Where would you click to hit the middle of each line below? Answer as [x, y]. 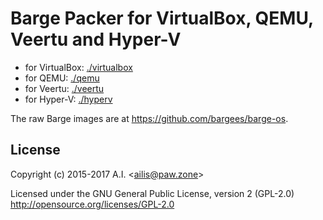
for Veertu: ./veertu [64, 88]
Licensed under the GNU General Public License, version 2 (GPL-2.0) [152, 193]
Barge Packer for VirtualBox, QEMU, [162, 18]
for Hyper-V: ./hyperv [68, 99]
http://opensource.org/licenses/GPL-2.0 [92, 204]
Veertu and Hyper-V [96, 39]
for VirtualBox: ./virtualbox [78, 67]
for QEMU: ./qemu [62, 78]
